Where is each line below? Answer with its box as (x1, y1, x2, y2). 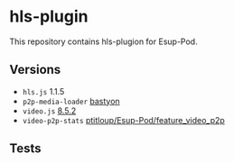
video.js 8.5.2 (22, 105, 77, 116)
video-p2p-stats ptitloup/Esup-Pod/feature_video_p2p (22, 114, 226, 125)
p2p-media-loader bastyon (22, 95, 120, 106)
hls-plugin (9, 6, 89, 27)
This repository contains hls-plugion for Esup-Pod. (9, 36, 198, 47)
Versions (9, 62, 61, 77)
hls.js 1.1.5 (22, 85, 65, 96)
